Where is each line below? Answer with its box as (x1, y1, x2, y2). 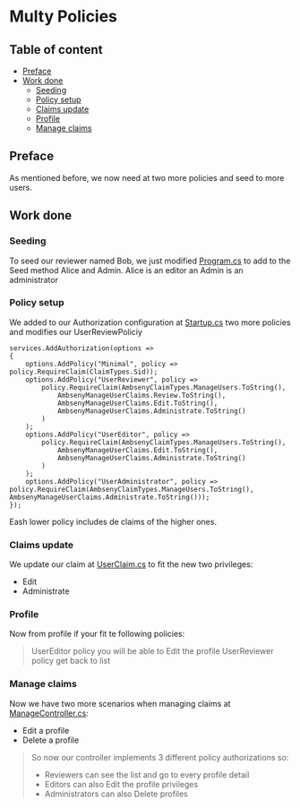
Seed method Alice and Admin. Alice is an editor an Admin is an (9, 264, 244, 275)
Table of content (9, 42, 103, 57)
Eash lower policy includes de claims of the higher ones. (9, 516, 218, 527)
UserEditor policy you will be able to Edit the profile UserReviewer (30, 646, 274, 657)
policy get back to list (30, 656, 111, 666)
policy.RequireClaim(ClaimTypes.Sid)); (9, 367, 159, 376)
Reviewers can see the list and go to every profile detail (44, 769, 250, 780)
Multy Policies (9, 6, 118, 27)
